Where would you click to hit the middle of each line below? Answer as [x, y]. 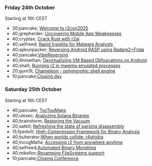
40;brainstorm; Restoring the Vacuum [51, 121]
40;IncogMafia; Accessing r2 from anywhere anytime [67, 142]
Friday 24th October [30, 8]
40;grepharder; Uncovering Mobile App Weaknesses [67, 34]
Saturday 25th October [33, 90]
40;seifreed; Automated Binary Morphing [54, 147]
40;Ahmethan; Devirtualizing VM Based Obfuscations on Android [79, 60]
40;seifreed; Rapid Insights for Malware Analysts [62, 44]
